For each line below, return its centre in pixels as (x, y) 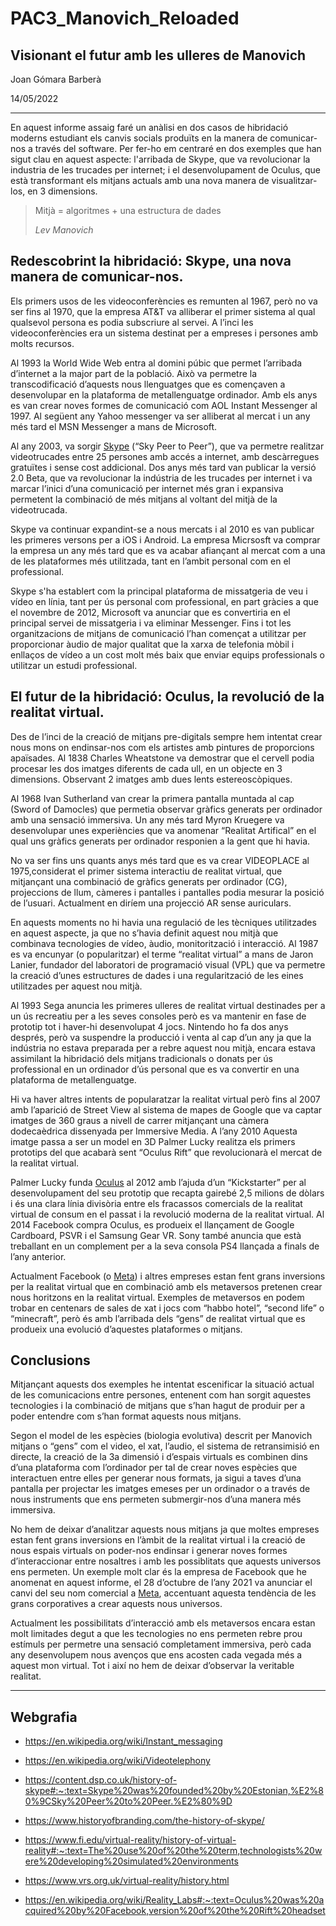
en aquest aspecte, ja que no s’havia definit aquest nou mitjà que (144, 933)
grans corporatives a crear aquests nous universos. (116, 1604)
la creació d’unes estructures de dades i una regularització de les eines (157, 975)
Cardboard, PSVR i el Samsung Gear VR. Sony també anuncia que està (156, 1235)
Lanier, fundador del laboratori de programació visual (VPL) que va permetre (168, 964)
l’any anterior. (38, 1256)
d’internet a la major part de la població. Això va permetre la (134, 373)
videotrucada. (39, 509)
